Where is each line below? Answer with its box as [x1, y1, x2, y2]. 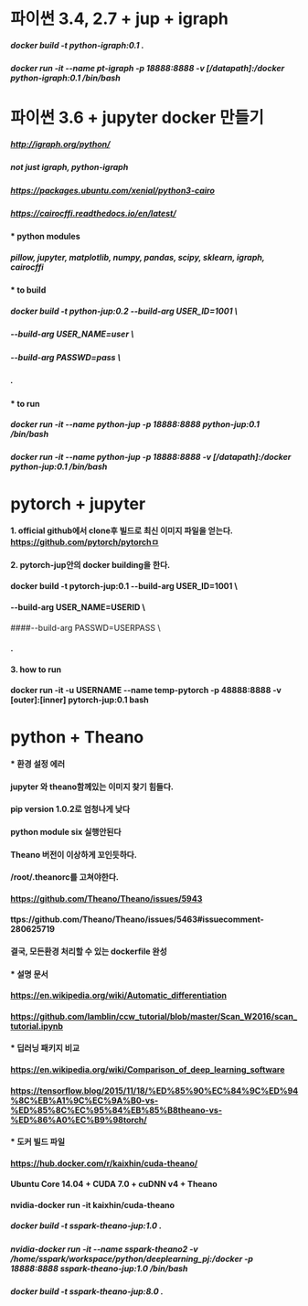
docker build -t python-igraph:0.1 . [10, 39, 144, 50]
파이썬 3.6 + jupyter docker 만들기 [10, 107, 264, 128]
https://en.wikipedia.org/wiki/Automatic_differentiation [10, 990, 228, 1001]
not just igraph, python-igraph [10, 162, 129, 173]
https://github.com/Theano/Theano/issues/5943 [10, 893, 203, 904]
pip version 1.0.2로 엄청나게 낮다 [10, 804, 131, 815]
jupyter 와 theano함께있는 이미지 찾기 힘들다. [10, 781, 175, 792]
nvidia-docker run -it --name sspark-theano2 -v [10, 1243, 199, 1254]
